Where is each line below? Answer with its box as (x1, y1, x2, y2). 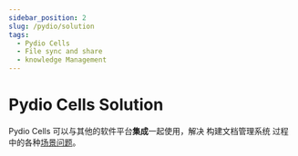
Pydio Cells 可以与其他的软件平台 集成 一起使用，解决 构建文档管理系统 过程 (8, 125, 289, 136)
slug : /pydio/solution (8, 22, 95, 31)
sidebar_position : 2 (8, 13, 87, 23)
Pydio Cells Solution (8, 94, 164, 115)
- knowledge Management (16, 55, 107, 64)
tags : (8, 30, 29, 39)
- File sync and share (16, 47, 103, 56)
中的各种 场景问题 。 (8, 137, 81, 148)
